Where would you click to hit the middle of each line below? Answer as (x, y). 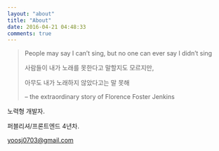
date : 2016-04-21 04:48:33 (47, 27)
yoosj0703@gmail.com (40, 140)
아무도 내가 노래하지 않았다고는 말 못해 (77, 83)
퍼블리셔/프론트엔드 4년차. (43, 126)
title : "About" (29, 20)
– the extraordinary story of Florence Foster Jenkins (100, 97)
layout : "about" (31, 14)
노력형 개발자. (26, 111)
